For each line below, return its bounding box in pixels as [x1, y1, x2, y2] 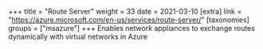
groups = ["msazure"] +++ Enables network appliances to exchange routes [8, 24, 255, 32]
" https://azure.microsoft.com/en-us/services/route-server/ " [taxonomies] [8, 15, 249, 24]
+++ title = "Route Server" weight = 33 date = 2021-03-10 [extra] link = [8, 7, 242, 16]
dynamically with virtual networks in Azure [8, 32, 148, 41]
